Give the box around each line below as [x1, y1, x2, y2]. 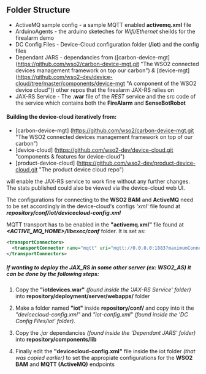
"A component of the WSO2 [126, 80, 197, 87]
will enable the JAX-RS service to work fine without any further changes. [6, 178, 190, 185]
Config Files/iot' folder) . [15, 317, 75, 324]
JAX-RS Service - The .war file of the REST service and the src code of [15, 92, 196, 100]
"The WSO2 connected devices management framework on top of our [15, 133, 193, 141]
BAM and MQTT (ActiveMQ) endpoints [15, 361, 115, 368]
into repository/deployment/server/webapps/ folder [15, 292, 150, 299]
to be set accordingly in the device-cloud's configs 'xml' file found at [6, 203, 181, 210]
